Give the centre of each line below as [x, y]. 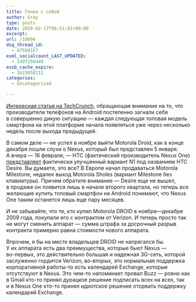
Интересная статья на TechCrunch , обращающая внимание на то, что [95, 106]
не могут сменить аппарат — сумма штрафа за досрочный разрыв [91, 224]
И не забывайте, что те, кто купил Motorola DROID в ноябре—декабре [95, 211]
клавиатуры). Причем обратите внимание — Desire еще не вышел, [91, 180]
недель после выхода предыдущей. [51, 131]
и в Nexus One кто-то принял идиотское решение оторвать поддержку [96, 286]
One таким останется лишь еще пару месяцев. [66, 200]
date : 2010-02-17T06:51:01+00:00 [48, 28]
